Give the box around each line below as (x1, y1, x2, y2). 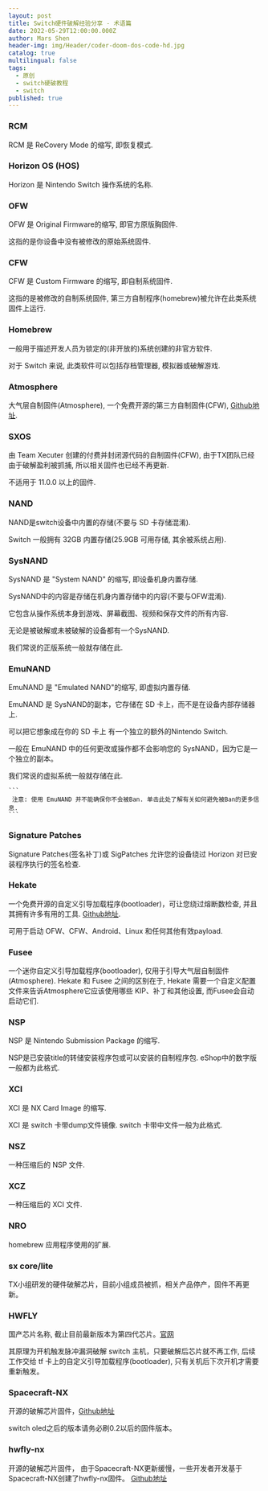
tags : (8, 64, 26, 72)
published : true (8, 94, 63, 102)
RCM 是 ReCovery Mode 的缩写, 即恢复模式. (8, 140, 153, 150)
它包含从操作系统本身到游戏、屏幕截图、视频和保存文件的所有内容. (8, 608, 229, 618)
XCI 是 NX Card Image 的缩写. (8, 1103, 107, 1112)
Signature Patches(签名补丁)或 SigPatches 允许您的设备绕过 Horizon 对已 (8, 849, 250, 859)
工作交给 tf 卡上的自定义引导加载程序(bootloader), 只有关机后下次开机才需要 (8, 1357, 259, 1366)
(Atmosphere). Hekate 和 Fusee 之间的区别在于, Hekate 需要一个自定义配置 (8, 976, 257, 986)
